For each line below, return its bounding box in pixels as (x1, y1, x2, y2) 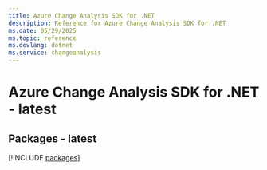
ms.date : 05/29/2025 (8, 26, 77, 34)
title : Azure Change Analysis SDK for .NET (8, 11, 155, 20)
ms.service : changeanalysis (8, 49, 102, 57)
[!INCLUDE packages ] (8, 153, 80, 162)
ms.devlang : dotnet (8, 42, 73, 49)
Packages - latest (8, 132, 97, 145)
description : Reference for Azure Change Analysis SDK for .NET (8, 19, 226, 27)
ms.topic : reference (8, 34, 77, 42)
